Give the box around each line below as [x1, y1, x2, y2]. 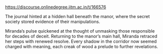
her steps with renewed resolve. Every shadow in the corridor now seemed [5, 38, 157, 44]
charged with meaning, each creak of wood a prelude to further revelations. [5, 44, 159, 49]
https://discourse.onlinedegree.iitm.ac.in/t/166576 [5, 4, 107, 10]
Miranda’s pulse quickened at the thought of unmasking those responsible [5, 28, 155, 34]
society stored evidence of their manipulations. [5, 19, 101, 24]
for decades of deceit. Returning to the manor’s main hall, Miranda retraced [5, 34, 158, 39]
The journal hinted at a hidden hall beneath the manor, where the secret [5, 14, 150, 19]
